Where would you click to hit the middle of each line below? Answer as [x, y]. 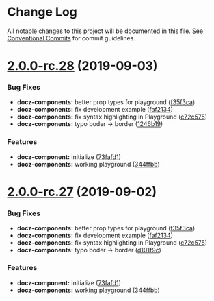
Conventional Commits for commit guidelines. [71, 38]
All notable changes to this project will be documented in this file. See [105, 31]
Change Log [42, 12]
